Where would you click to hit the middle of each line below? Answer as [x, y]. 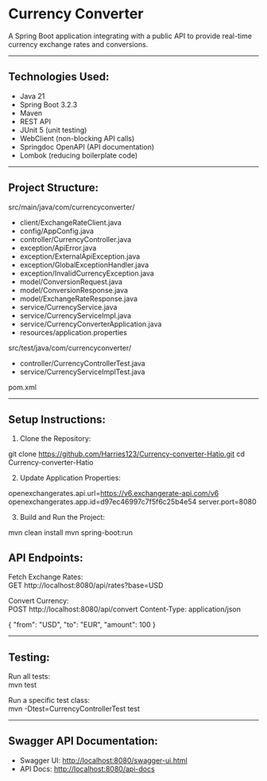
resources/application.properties [73, 332]
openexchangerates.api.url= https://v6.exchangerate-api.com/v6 [114, 494]
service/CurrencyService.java [68, 307]
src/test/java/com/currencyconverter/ [70, 348]
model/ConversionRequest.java [71, 281]
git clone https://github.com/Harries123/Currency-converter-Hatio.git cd [126, 454]
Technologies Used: [59, 77]
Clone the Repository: [55, 439]
